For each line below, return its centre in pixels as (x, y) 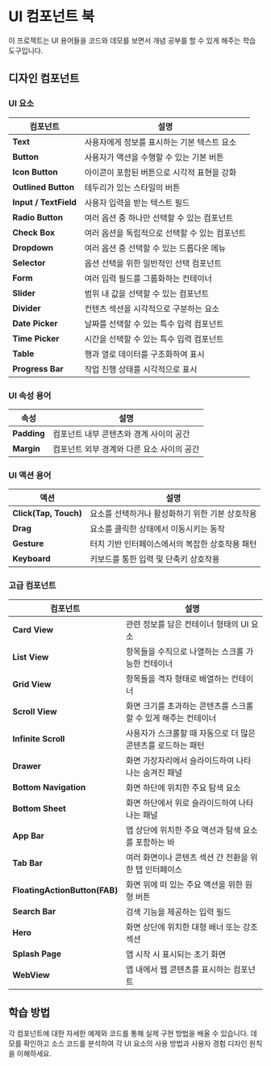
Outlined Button (44, 187)
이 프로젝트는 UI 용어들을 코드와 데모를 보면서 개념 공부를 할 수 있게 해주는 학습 (132, 40)
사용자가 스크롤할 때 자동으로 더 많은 (190, 733)
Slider (24, 293)
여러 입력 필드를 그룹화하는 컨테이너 (148, 278)
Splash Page (37, 954)
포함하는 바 (155, 842)
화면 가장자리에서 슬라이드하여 (180, 760)
